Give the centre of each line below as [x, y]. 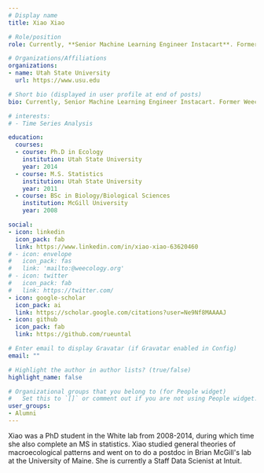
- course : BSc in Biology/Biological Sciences [93, 196]
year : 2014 [40, 167]
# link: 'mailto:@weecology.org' [66, 269]
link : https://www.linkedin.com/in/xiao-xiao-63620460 [107, 247]
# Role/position [35, 37]
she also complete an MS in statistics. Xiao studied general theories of [122, 444]
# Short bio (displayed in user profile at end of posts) [105, 94]
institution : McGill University [75, 203]
